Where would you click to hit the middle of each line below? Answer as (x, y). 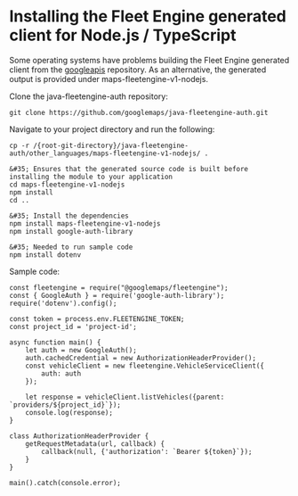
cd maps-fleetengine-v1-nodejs (67, 185)
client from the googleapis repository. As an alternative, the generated (138, 70)
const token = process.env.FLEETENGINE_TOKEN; (97, 318)
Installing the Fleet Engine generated (148, 17)
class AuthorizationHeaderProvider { (79, 436)
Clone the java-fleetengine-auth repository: (89, 96)
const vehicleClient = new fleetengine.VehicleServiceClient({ (145, 366)
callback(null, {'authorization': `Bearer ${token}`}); (147, 451)
